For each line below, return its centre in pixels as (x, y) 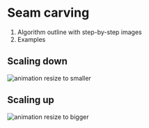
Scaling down (37, 62)
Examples (31, 39)
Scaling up (31, 100)
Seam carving (48, 13)
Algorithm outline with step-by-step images (79, 32)
